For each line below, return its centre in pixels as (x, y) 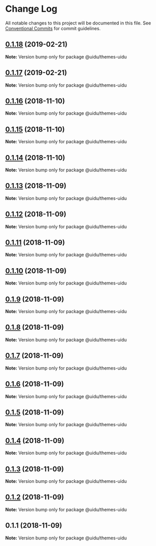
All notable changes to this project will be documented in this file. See (78, 23)
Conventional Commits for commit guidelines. (53, 28)
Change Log (31, 9)
